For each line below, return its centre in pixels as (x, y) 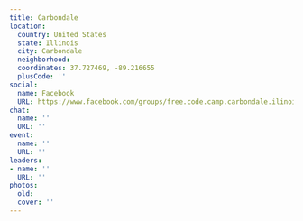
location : (28, 26)
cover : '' (36, 203)
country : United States (62, 34)
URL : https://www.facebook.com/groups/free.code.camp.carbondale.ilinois (159, 101)
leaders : (26, 160)
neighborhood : (44, 60)
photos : (24, 186)
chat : (19, 110)
